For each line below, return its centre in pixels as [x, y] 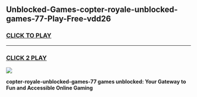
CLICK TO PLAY [29, 36]
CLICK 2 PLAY [26, 58]
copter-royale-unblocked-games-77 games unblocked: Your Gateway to [96, 81]
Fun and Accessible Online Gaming [50, 88]
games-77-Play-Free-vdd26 [59, 19]
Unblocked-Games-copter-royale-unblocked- [92, 10]
